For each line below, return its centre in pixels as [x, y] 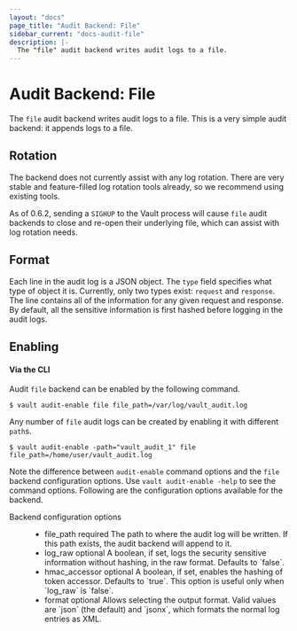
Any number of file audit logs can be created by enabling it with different [144, 422]
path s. [21, 432]
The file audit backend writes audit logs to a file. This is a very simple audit [148, 119]
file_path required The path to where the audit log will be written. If [166, 534]
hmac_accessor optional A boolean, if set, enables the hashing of [164, 572]
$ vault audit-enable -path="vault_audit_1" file [103, 448]
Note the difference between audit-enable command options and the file [145, 471]
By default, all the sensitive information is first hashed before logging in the [146, 309]
